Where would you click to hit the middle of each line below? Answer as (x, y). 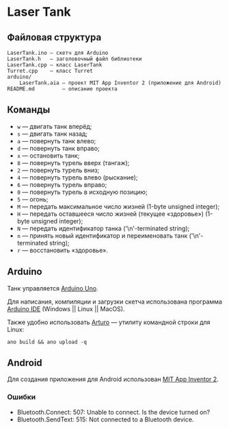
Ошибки (22, 397)
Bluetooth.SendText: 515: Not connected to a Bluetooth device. (105, 419)
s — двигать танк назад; (52, 134)
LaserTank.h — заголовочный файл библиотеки (75, 59)
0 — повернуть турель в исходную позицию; (82, 192)
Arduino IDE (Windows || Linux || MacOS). (66, 308)
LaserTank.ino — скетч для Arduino (58, 53)
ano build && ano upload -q (47, 342)
